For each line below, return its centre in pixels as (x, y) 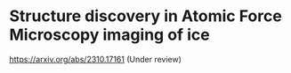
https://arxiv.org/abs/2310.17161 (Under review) (96, 59)
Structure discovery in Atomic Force (145, 16)
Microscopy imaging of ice (110, 35)
